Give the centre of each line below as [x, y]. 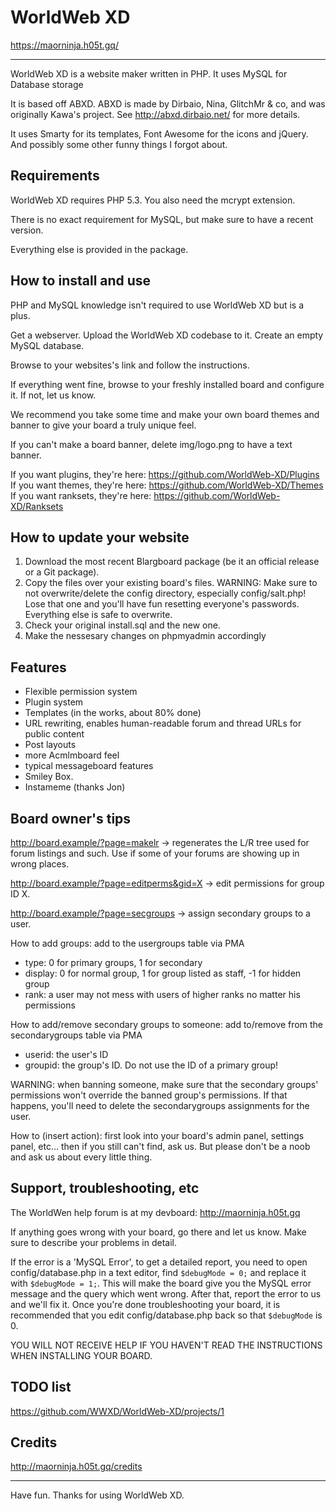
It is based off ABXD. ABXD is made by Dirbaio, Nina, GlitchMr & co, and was [168, 103]
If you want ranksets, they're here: [81, 495]
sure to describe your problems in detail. [94, 1242]
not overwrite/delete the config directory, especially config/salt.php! [165, 593]
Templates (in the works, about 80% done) [113, 713]
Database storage [47, 84]
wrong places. [40, 864]
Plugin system [54, 702]
